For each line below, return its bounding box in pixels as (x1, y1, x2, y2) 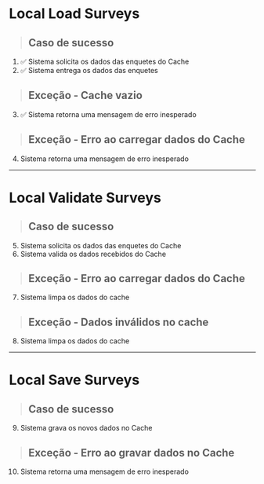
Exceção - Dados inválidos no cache (27, 315, 209, 328)
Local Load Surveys (9, 5, 140, 23)
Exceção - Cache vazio (27, 89, 143, 102)
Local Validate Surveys (9, 189, 161, 207)
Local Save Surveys (9, 371, 140, 389)
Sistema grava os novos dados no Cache (20, 423, 153, 433)
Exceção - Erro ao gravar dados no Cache (27, 445, 235, 460)
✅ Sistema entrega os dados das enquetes (20, 66, 159, 75)
